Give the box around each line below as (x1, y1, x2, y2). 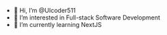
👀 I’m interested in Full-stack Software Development (13, 13, 161, 22)
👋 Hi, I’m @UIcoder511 (13, 7, 76, 14)
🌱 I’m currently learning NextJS (13, 21, 102, 28)
